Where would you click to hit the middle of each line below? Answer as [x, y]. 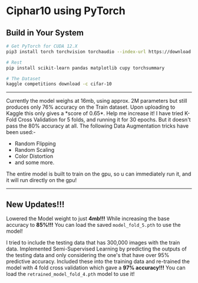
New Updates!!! [35, 204]
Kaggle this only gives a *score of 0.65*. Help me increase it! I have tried [95, 113]
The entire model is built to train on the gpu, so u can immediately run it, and [99, 174]
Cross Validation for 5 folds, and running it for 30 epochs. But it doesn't [104, 120]
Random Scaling [34, 150]
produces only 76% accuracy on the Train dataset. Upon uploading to [91, 107]
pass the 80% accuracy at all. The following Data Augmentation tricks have [98, 126]
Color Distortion [34, 156]
